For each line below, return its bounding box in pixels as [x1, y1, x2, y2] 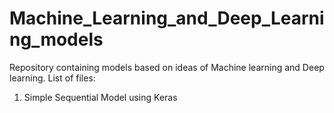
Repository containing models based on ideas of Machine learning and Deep [9, 61, 325, 73]
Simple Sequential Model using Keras [23, 91, 178, 103]
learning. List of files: [9, 72, 96, 84]
